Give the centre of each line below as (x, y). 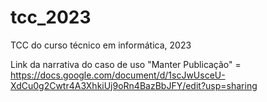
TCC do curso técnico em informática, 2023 (101, 45)
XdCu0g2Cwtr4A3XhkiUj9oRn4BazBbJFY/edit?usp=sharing (134, 85)
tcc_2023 (51, 17)
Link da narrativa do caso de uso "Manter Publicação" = (126, 64)
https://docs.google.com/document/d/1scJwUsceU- (118, 75)
